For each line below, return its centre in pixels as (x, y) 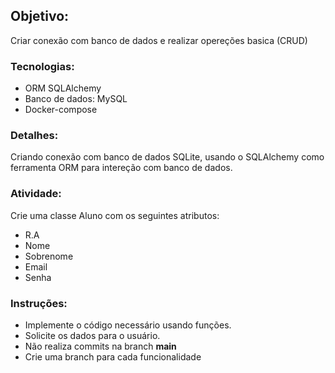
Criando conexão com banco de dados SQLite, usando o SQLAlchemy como (167, 157)
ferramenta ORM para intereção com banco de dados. (121, 168)
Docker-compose (61, 110)
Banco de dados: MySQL (76, 99)
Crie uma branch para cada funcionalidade (113, 357)
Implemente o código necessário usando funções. (128, 325)
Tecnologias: (42, 66)
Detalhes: (34, 136)
